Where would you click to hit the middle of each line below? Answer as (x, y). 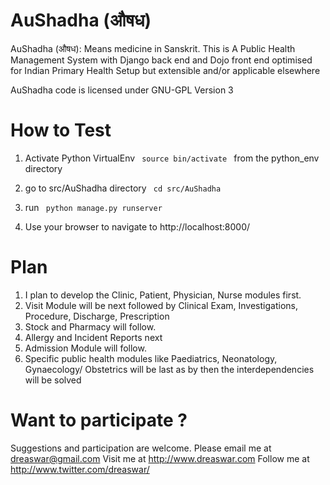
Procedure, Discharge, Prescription (97, 316)
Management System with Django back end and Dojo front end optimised (161, 60)
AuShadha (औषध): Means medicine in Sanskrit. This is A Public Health (153, 48)
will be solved (53, 380)
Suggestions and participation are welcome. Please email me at (141, 448)
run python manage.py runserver (93, 207)
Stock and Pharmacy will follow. (90, 326)
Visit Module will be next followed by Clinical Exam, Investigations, (161, 305)
